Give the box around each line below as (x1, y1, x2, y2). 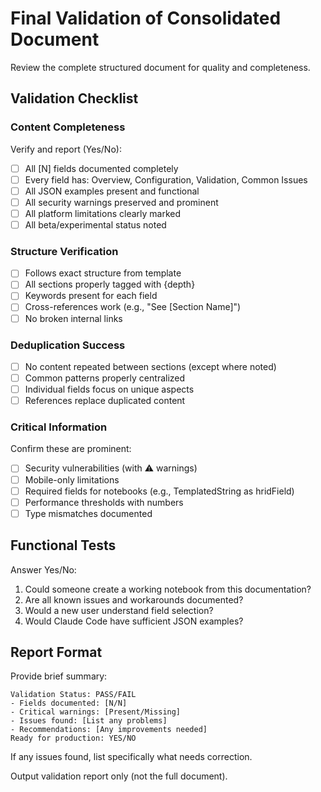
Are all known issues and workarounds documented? (24, 593, 244, 606)
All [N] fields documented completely (24, 162, 179, 174)
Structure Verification (10, 244, 119, 258)
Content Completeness (10, 120, 126, 134)
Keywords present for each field (24, 290, 158, 302)
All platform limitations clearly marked (24, 207, 182, 219)
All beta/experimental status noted (24, 218, 167, 231)
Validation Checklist (10, 90, 139, 107)
